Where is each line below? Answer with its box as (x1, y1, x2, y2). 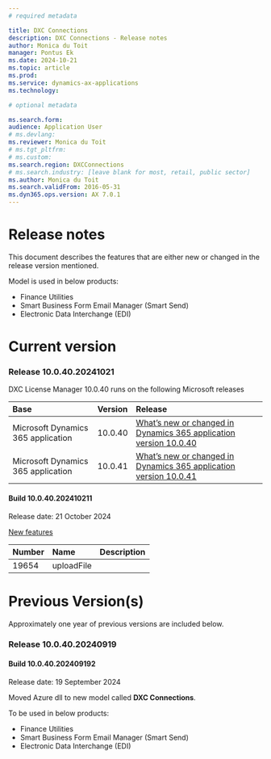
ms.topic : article (8, 64, 70, 73)
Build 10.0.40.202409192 (8, 659, 96, 669)
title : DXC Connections (8, 26, 89, 35)
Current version (8, 338, 117, 356)
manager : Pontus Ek (8, 49, 74, 57)
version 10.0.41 (135, 471, 198, 482)
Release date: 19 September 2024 (8, 677, 121, 686)
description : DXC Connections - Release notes (8, 34, 168, 42)
